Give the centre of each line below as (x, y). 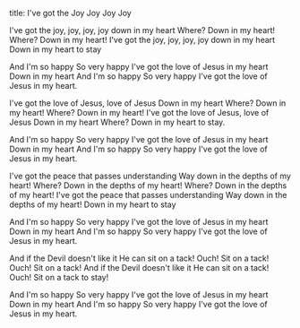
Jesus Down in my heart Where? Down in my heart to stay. (117, 122)
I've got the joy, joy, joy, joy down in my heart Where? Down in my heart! (142, 30)
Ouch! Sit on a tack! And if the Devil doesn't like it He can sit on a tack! (139, 268)
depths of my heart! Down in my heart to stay (93, 204)
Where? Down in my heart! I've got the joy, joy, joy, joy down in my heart (142, 40)
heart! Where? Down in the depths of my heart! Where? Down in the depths (148, 186)
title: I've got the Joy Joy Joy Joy (70, 13)
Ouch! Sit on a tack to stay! (59, 277)
